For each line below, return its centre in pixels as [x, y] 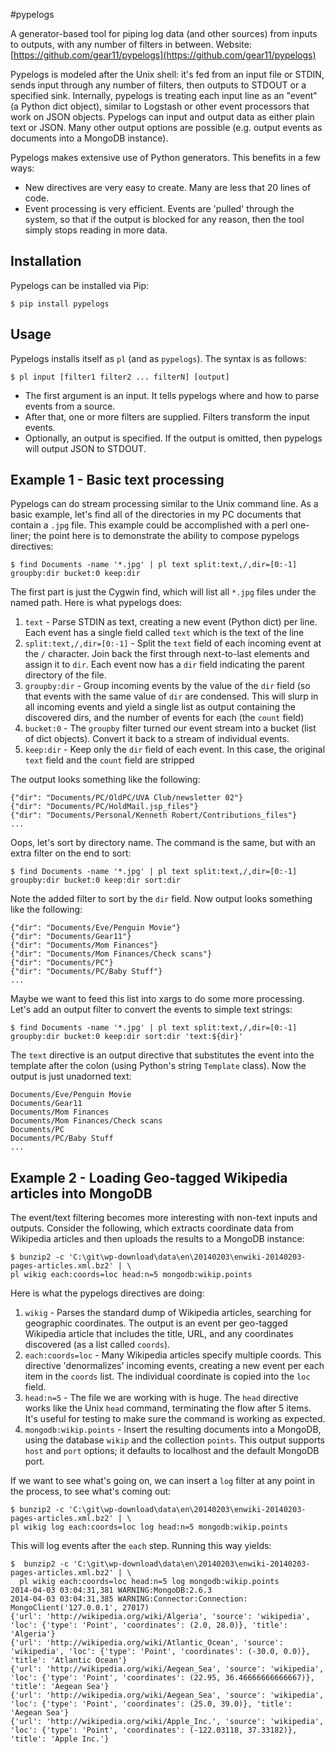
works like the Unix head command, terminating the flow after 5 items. [168, 1408]
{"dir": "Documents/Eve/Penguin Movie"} [96, 928]
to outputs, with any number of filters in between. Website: [131, 44]
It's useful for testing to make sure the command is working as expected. [175, 1419]
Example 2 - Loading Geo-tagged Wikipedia [149, 1177]
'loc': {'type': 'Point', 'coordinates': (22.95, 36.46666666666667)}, [162, 1678]
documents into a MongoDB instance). [89, 138]
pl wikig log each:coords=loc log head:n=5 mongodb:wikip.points [149, 1527]
